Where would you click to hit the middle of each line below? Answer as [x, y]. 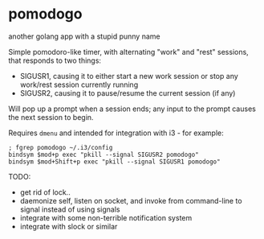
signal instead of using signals [70, 209]
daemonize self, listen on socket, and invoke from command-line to [131, 200]
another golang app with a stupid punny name [84, 36]
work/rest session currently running [79, 84]
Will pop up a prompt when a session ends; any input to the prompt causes [132, 109]
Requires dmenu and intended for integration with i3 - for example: [116, 133]
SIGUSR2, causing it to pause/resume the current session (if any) [128, 93]
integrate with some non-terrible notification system [106, 217]
